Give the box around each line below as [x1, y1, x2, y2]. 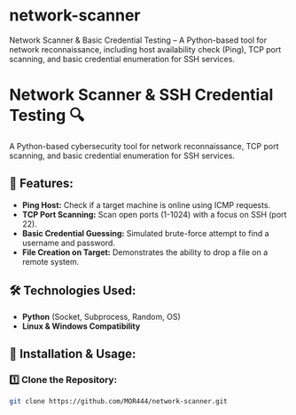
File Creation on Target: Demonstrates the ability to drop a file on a [21, 246, 269, 258]
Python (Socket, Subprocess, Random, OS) [21, 311, 182, 322]
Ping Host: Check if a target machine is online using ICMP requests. [21, 199, 271, 210]
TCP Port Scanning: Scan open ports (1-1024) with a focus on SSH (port [21, 209, 287, 219]
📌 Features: [9, 176, 74, 191]
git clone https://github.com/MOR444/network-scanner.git [9, 397, 228, 406]
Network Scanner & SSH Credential [9, 85, 274, 105]
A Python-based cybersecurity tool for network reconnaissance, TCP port [9, 140, 279, 151]
